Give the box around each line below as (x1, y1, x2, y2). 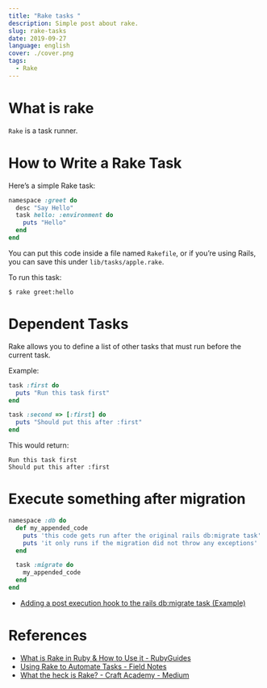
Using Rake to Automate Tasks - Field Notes (19, 661, 167, 671)
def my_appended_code (15, 523, 89, 532)
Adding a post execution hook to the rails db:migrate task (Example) (19, 598, 246, 607)
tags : (8, 57, 27, 65)
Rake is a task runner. (8, 126, 78, 136)
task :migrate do (15, 561, 74, 569)
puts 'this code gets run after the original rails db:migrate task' (23, 532, 262, 540)
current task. (8, 350, 51, 360)
